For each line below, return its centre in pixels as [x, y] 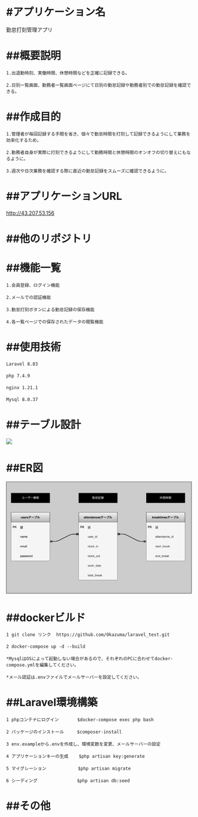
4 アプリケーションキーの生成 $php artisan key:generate [76, 757]
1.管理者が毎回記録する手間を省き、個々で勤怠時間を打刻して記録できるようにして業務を [98, 134]
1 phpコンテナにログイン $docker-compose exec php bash [80, 720]
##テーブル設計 [44, 425]
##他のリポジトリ [49, 239]
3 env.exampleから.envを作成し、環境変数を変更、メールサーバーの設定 [83, 744]
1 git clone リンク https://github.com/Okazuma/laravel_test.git [88, 635]
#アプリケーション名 [56, 12]
